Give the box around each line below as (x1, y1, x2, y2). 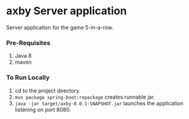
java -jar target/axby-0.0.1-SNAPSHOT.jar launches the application (14, 99, 184, 107)
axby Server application (6, 4, 127, 18)
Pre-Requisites (6, 39, 51, 47)
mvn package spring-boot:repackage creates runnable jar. (14, 93, 155, 101)
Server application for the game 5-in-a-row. (6, 24, 113, 31)
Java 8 (14, 52, 32, 59)
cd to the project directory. (14, 87, 80, 94)
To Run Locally (6, 73, 49, 82)
